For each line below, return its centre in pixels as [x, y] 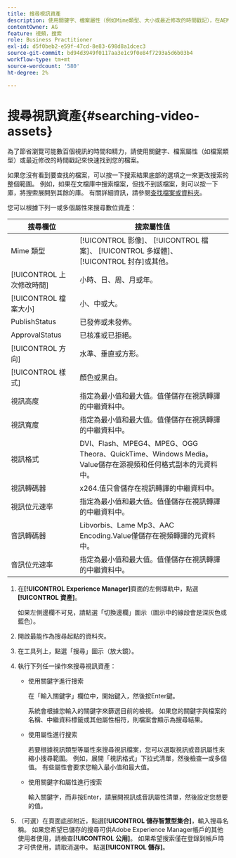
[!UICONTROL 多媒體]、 [138, 251]
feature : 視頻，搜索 [34, 33]
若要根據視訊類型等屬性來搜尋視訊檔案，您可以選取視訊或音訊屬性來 [126, 750]
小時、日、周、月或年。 [118, 280]
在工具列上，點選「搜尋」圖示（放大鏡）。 [78, 651]
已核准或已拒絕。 [108, 335]
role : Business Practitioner [50, 40]
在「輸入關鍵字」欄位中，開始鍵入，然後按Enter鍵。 [103, 696]
